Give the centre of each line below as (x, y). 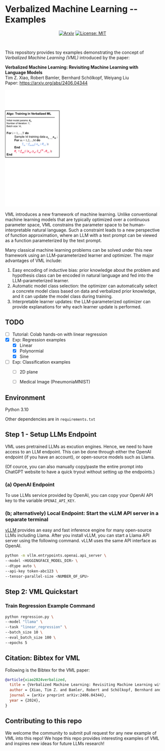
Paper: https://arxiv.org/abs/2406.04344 (46, 83)
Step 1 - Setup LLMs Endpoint (51, 434)
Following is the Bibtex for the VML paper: (47, 670)
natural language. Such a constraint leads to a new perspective (96, 230)
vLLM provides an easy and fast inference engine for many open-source (78, 530)
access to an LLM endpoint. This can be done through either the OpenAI (78, 451)
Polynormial (32, 351)
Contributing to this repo (43, 721)
